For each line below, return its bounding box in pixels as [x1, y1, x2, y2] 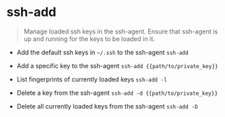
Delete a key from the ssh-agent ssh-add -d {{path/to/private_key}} [16, 88, 218, 97]
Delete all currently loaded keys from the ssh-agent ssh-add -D [16, 102, 198, 110]
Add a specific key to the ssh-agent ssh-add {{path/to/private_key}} [16, 61, 218, 70]
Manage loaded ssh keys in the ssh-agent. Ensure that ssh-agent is [23, 27, 218, 36]
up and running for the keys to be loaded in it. [23, 34, 155, 42]
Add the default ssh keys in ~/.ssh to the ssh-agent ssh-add [16, 48, 189, 56]
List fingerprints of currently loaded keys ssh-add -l [16, 75, 168, 84]
